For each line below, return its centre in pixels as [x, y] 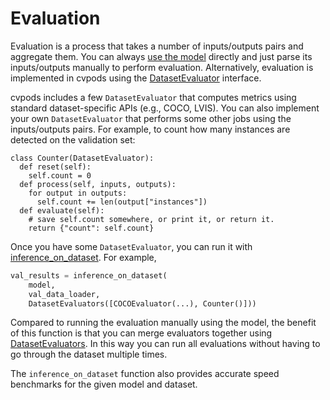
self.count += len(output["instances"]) [122, 202]
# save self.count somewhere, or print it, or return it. [151, 219]
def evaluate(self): [62, 210]
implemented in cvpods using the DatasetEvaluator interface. [136, 78]
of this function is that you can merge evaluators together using [141, 333]
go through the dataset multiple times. [89, 354]
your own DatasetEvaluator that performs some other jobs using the [151, 118]
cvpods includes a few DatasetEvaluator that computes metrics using [153, 97]
